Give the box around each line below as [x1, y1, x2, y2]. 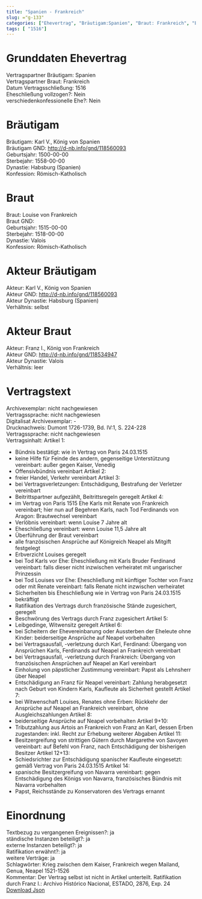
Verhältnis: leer [6, 363, 44, 371]
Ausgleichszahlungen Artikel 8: [14, 710, 92, 718]
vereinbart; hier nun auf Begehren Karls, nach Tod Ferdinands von [14, 506, 179, 513]
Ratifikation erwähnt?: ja [6, 848, 66, 855]
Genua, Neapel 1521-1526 [6, 867, 70, 874]
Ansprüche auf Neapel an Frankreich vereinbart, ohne [14, 704, 148, 712]
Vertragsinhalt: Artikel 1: [6, 436, 65, 443]
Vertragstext [6, 385, 71, 398]
